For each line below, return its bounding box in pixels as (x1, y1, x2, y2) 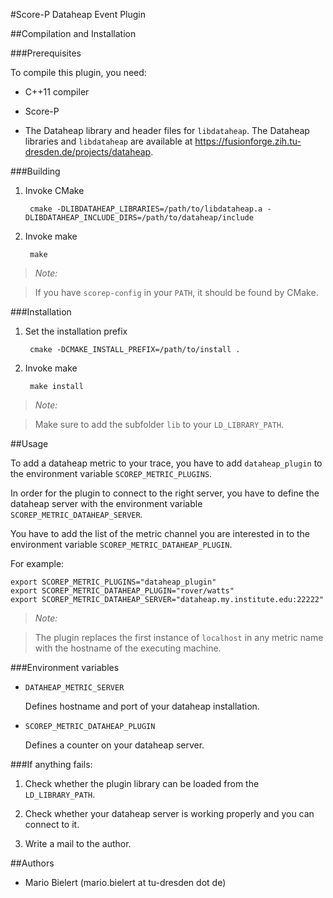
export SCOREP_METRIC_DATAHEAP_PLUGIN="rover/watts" (10, 586, 235, 596)
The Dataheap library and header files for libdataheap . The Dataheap (24, 125, 310, 136)
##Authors (10, 857, 55, 869)
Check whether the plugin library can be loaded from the (24, 778, 260, 789)
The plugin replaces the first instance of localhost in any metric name (34, 632, 324, 643)
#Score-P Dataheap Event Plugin (10, 9, 147, 20)
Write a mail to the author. (24, 838, 132, 849)
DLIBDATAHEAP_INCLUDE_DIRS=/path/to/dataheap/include (24, 213, 254, 223)
